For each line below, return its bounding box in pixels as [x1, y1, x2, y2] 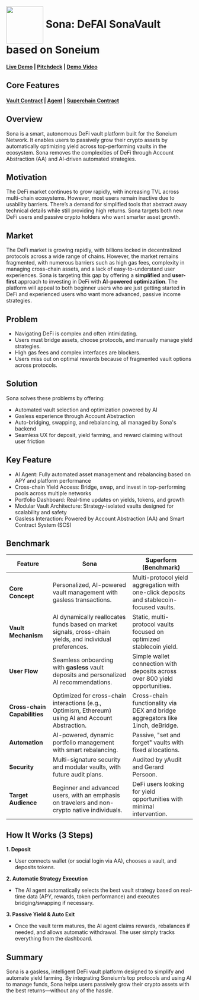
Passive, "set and [132, 731, 181, 740]
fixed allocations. [132, 746, 180, 754]
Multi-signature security [52, 756, 121, 764]
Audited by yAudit [132, 756, 182, 764]
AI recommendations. [52, 678, 113, 687]
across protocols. [14, 361, 57, 369]
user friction [14, 438, 45, 445]
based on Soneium [6, 43, 100, 56]
